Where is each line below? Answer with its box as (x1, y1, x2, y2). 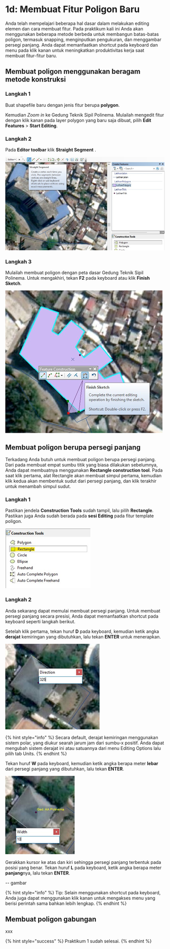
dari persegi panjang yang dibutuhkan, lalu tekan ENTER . (5, 766, 124, 772)
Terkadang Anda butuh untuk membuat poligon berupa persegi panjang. (5, 457, 156, 462)
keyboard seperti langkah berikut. (5, 618, 76, 624)
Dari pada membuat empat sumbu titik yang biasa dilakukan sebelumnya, (5, 462, 158, 468)
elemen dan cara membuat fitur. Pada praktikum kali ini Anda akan (5, 25, 143, 31)
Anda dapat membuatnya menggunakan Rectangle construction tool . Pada (5, 467, 163, 473)
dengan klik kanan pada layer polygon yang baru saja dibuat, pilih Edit (5, 117, 152, 123)
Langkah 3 (5, 258, 32, 265)
